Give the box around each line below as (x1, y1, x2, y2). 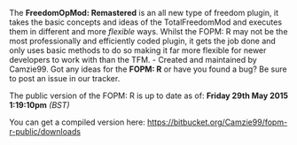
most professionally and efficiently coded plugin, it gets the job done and (9, 35, 277, 46)
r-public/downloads (9, 126, 82, 136)
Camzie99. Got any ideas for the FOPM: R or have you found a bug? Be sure (9, 64, 287, 74)
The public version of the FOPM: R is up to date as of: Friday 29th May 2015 (9, 90, 288, 101)
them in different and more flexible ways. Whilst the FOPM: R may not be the (9, 27, 288, 36)
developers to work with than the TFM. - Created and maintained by (9, 55, 257, 65)
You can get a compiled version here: (9, 117, 146, 127)
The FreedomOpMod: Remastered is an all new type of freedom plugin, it (9, 8, 279, 18)
